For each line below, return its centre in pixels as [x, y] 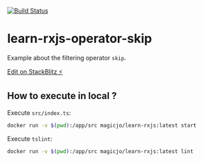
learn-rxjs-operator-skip [80, 39]
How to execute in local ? [62, 96]
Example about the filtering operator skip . [67, 57]
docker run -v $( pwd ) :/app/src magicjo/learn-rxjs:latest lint [100, 151]
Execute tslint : [30, 138]
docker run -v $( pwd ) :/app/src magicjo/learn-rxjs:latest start [102, 125]
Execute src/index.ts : [39, 112]
